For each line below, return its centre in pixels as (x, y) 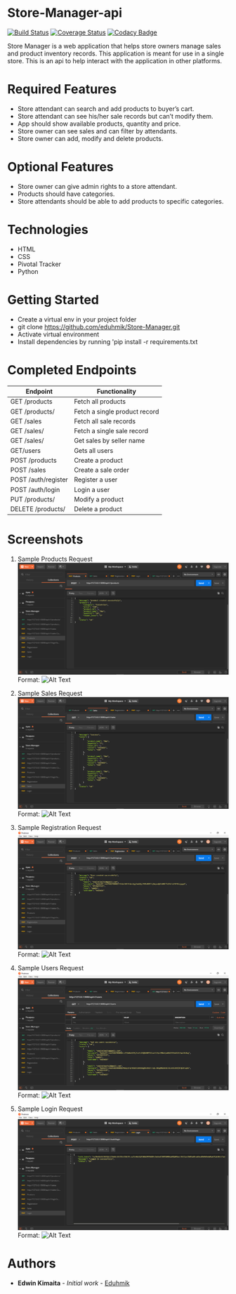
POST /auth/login (35, 489)
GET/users (25, 450)
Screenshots (45, 539)
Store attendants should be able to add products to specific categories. (120, 201)
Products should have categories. (66, 194)
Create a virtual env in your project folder (77, 319)
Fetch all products (100, 402)
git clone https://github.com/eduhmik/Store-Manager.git (99, 326)
